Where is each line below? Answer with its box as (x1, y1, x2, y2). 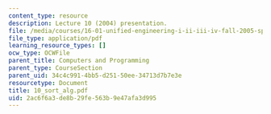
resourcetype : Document (8, 79, 89, 87)
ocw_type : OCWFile (8, 49, 70, 57)
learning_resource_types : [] (8, 42, 106, 50)
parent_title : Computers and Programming (8, 57, 150, 65)
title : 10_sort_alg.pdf (8, 86, 89, 95)
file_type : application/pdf (8, 34, 103, 43)
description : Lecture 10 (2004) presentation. (8, 19, 168, 27)
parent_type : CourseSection (8, 64, 103, 72)
